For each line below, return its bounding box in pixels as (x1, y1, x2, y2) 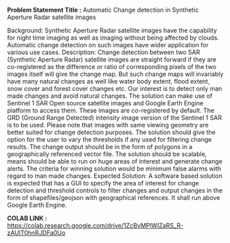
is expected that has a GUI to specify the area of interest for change (7, 179, 199, 187)
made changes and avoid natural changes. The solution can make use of (7, 92, 213, 100)
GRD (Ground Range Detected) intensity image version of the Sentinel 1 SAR (7, 114, 222, 122)
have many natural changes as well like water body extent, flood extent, (7, 77, 210, 85)
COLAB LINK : (7, 214, 47, 222)
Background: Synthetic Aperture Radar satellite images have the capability (7, 27, 218, 34)
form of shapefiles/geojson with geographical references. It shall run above (7, 194, 220, 201)
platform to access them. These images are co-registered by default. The (7, 106, 215, 114)
